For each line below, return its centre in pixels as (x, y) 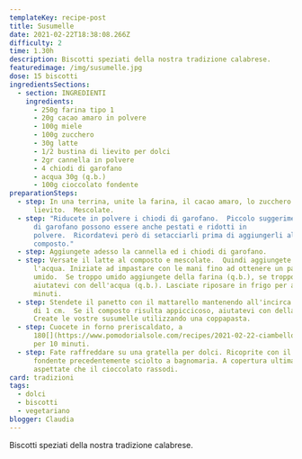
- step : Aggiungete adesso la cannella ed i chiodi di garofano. (142, 252)
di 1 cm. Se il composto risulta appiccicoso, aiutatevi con (152, 310)
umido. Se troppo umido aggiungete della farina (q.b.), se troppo (164, 277)
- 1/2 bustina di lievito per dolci (102, 151)
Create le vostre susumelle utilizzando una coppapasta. (142, 319)
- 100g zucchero (63, 135)
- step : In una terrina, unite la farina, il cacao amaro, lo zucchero (155, 202)
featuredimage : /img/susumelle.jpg (76, 68)
